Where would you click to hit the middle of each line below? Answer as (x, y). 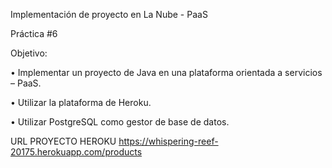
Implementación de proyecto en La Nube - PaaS (109, 14)
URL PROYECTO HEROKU (63, 141)
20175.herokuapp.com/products (76, 152)
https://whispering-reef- (168, 141)
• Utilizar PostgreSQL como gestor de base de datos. (120, 122)
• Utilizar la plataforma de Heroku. (81, 102)
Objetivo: (29, 53)
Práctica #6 (34, 33)
